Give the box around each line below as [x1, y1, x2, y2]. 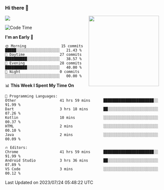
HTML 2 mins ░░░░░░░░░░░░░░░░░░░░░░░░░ [5, 124, 159, 129]
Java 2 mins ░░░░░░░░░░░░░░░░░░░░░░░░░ [5, 132, 159, 138]
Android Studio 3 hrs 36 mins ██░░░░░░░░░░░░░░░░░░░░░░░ [5, 158, 159, 163]
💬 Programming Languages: [5, 94, 58, 99]
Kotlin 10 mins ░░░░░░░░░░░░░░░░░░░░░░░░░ [5, 115, 159, 120]
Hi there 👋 [5, 4, 29, 11]
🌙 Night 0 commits [5, 70, 80, 74]
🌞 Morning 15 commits [5, 44, 83, 48]
